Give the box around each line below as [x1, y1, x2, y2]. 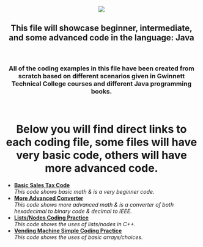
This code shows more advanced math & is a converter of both [13, 201, 174, 208]
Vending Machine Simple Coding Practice [13, 227, 122, 235]
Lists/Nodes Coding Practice [13, 214, 89, 221]
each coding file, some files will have [6, 135, 197, 149]
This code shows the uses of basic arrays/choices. [13, 234, 144, 241]
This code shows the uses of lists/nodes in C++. [13, 221, 136, 228]
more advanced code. [45, 161, 158, 175]
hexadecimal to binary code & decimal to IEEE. [13, 208, 132, 215]
